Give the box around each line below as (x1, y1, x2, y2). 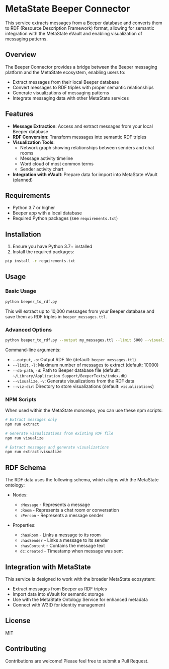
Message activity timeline (20, 155, 73, 161)
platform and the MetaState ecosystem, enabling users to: (5, 69, 126, 75)
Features (5, 109, 34, 119)
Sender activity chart (20, 166, 64, 172)
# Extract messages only (5, 417, 57, 422)
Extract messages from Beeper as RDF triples (12, 586, 107, 592)
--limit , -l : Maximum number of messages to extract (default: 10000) (12, 362, 159, 368)
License (5, 617, 31, 625)
